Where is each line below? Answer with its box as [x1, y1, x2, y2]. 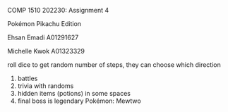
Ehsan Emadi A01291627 [7, 33, 79, 42]
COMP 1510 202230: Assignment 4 [7, 6, 109, 14]
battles [17, 74, 38, 82]
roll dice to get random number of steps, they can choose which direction [7, 61, 221, 69]
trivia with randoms [17, 82, 74, 90]
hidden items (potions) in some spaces [17, 89, 131, 97]
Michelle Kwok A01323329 [7, 47, 85, 55]
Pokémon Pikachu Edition [7, 20, 82, 27]
